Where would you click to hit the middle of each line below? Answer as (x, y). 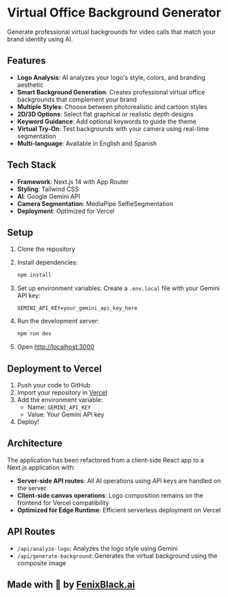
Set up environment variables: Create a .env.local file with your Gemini (118, 288)
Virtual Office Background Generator (114, 13)
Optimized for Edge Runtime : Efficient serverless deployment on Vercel (119, 510)
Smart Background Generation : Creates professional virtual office (111, 92)
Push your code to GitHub (54, 385)
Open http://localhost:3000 (56, 347)
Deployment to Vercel (54, 368)
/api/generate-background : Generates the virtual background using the (117, 556)
